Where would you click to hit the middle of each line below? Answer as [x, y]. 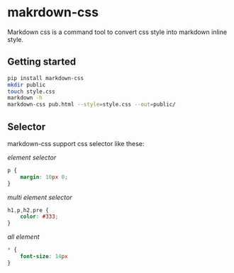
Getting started [42, 62]
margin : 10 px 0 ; [44, 177]
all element [24, 237]
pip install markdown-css [45, 78]
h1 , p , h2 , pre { [28, 210]
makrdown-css [53, 12]
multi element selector [40, 197]
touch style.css [31, 91]
